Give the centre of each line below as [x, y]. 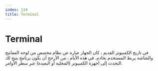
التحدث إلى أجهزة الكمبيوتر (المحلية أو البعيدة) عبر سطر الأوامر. [64, 63]
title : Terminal [22, 14]
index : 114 [16, 10]
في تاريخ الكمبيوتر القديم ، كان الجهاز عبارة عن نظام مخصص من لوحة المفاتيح [77, 53]
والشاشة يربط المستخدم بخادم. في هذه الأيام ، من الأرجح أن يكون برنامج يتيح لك [79, 58]
